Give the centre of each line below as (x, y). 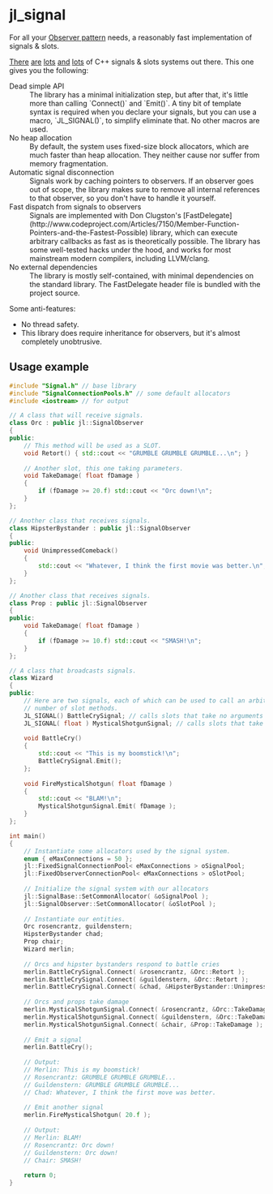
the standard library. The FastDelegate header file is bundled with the (145, 284)
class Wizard (31, 678)
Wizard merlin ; (49, 949)
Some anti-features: (43, 308)
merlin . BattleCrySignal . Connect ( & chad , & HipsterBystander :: (129, 987)
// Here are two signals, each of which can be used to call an (134, 701)
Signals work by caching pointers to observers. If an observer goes (142, 181)
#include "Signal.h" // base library (73, 386)
